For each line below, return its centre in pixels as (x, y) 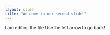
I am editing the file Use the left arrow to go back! (55, 27)
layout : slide (20, 9)
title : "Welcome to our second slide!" (46, 14)
